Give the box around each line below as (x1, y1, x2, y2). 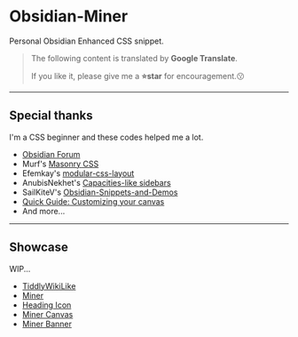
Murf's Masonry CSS (21, 158, 99, 169)
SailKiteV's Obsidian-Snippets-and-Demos (21, 187, 178, 197)
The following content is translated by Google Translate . (30, 52, 238, 63)
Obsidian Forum (21, 148, 81, 159)
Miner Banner (21, 318, 73, 329)
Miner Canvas (21, 309, 74, 319)
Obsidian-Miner (9, 6, 129, 27)
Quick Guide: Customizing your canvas (21, 196, 165, 206)
